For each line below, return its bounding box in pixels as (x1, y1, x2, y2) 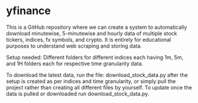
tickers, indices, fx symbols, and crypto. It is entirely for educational (6, 36, 171, 43)
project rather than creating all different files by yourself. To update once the (6, 84, 192, 91)
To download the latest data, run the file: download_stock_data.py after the (6, 71, 188, 78)
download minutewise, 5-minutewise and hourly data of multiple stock (6, 29, 177, 36)
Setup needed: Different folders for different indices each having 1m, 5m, (6, 54, 184, 61)
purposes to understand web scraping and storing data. (6, 42, 142, 49)
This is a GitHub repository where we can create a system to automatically (6, 24, 187, 31)
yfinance (6, 4, 51, 18)
